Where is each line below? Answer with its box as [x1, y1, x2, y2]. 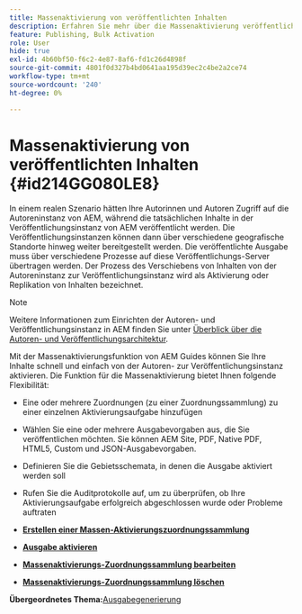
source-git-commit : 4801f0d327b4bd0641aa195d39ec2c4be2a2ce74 [9, 64, 247, 73]
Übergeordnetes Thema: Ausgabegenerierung [9, 594, 182, 605]
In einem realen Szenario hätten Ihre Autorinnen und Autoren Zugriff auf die [9, 203, 289, 214]
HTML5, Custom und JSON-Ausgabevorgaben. [22, 443, 197, 455]
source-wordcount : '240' [9, 80, 102, 89]
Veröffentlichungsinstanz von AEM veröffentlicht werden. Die [9, 222, 235, 233]
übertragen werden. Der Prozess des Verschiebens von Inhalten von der [9, 260, 277, 271]
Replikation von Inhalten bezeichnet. [9, 280, 144, 291]
